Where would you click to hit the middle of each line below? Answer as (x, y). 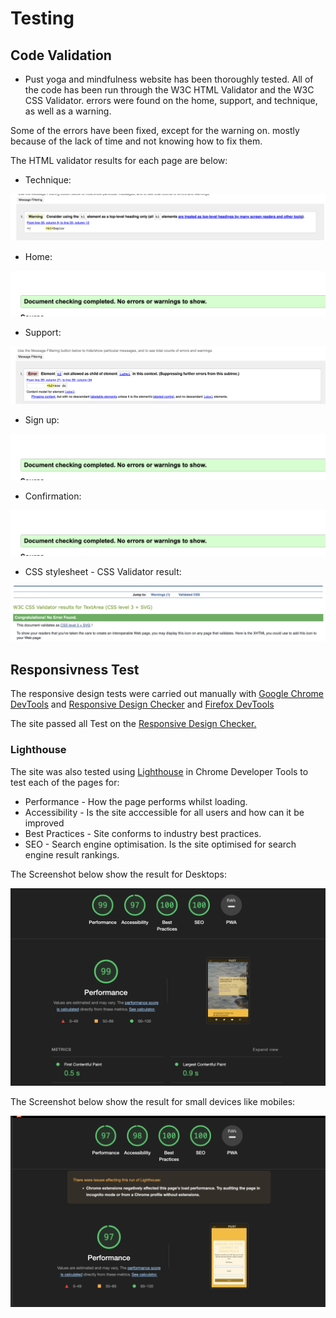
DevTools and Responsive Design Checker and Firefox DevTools (142, 704)
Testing (42, 18)
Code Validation (61, 55)
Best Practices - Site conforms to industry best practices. (143, 833)
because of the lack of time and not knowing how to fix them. (136, 141)
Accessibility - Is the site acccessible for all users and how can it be (164, 812)
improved (44, 823)
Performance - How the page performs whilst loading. (136, 801)
